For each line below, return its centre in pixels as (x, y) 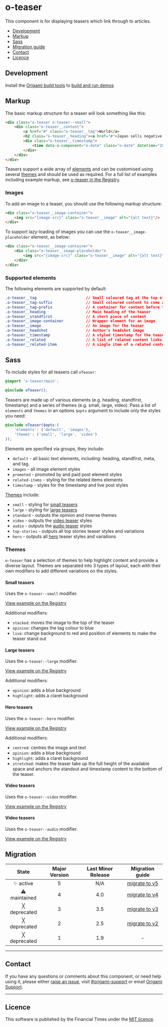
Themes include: (22, 495)
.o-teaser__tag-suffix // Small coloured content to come (82, 302)
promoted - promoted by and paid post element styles (67, 474)
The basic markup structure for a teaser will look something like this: (76, 113)
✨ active (23, 883)
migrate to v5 (142, 883)
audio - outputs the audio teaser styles (52, 526)
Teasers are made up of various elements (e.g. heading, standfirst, (74, 400)
